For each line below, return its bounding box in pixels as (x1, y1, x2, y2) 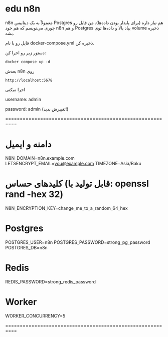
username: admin (5, 96, 42, 102)
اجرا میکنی (5, 86, 26, 93)
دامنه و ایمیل (5, 139, 52, 150)
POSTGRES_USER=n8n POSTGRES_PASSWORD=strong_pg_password (5, 239, 150, 245)
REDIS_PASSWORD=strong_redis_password (5, 278, 96, 284)
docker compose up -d (5, 59, 51, 64)
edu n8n (5, 3, 41, 15)
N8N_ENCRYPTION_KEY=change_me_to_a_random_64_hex (5, 205, 128, 211)
